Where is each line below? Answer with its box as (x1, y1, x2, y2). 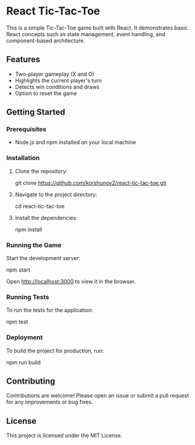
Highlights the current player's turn (14, 76, 102, 84)
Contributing (6, 376, 55, 387)
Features (6, 54, 40, 64)
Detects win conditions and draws (14, 83, 100, 90)
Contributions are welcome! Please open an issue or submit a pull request (6, 392, 190, 399)
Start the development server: (6, 255, 81, 262)
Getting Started (6, 107, 66, 117)
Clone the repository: (14, 167, 68, 175)
